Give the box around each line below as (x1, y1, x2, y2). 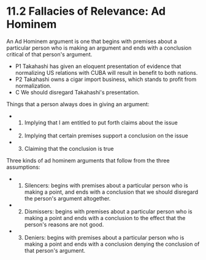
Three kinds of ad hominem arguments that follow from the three (6, 156, 170, 164)
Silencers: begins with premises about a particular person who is (24, 182, 188, 189)
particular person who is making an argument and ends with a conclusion (6, 44, 192, 52)
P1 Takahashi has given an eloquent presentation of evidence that (15, 63, 181, 70)
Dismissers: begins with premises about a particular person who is (24, 207, 193, 215)
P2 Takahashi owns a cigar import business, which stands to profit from (15, 75, 197, 83)
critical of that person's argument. (6, 50, 93, 58)
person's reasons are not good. (24, 221, 104, 228)
